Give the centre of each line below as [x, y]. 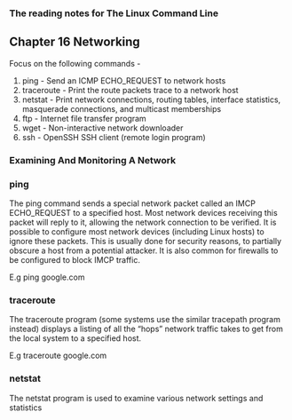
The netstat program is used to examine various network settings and [136, 398]
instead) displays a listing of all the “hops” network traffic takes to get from [146, 329]
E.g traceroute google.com [58, 356]
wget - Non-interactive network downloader [103, 128]
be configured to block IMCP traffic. [75, 259]
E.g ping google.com [47, 277]
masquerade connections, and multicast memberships [122, 108]
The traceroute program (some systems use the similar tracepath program [145, 320]
